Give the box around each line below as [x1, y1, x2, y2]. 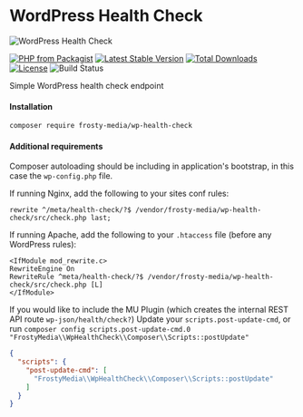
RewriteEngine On [9, 265, 75, 274]
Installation [9, 101, 53, 112]
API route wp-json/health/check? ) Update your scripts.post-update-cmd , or [9, 314, 291, 325]
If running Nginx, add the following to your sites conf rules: [9, 188, 230, 199]
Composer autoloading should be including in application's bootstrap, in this [9, 160, 295, 172]
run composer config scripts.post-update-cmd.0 [9, 324, 191, 335]
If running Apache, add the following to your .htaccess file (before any [9, 229, 272, 240]
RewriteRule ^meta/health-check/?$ [9, 273, 144, 282]
